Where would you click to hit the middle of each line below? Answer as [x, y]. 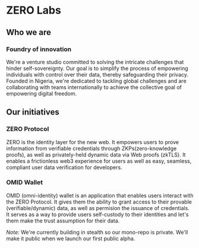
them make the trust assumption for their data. [63, 221]
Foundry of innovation [39, 49]
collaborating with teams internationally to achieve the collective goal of [94, 87]
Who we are [29, 32]
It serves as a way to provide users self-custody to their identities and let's [97, 214]
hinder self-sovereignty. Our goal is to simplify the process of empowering [97, 68]
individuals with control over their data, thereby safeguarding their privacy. [97, 74]
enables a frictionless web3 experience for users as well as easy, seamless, [99, 161]
